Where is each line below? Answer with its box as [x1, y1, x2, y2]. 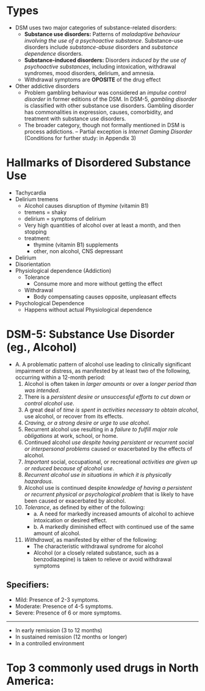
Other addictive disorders [15, 82, 79, 89]
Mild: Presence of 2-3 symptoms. [15, 596, 99, 603]
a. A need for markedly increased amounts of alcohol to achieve [33, 510, 195, 517]
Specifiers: [6, 580, 49, 590]
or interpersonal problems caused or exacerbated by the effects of [24, 445, 193, 453]
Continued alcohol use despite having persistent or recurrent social [24, 438, 194, 446]
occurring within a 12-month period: [15, 374, 106, 381]
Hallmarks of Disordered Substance [6, 156, 191, 170]
